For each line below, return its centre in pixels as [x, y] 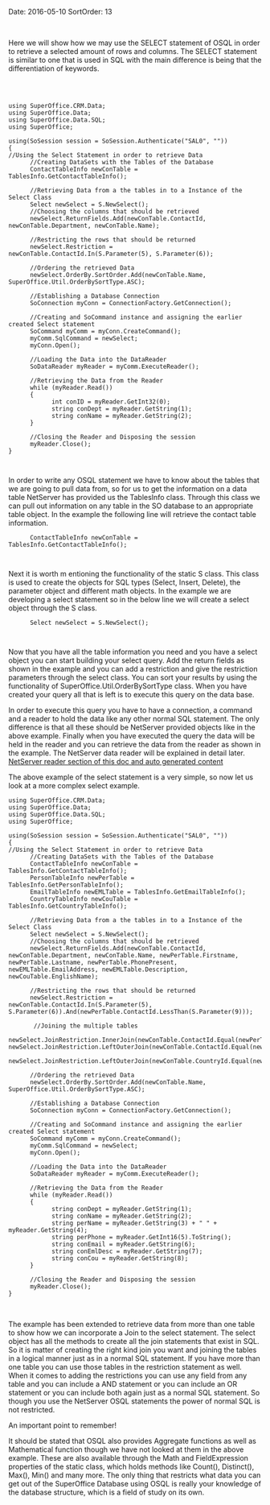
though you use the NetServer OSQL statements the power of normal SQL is [135, 1401]
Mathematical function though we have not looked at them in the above [126, 1449]
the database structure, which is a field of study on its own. [106, 1492]
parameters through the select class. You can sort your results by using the [133, 677]
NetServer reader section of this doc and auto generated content [116, 761]
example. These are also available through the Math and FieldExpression [129, 1458]
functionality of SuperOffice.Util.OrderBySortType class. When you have [128, 686]
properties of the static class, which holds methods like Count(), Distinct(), [131, 1466]
